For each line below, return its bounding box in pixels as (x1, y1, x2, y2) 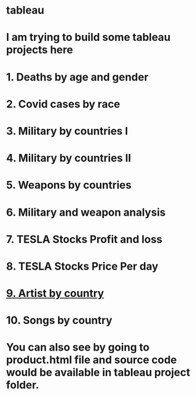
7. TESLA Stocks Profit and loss (6, 232, 163, 246)
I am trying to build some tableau (6, 31, 171, 44)
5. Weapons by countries (6, 179, 132, 192)
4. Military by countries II (6, 151, 131, 165)
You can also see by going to (6, 341, 150, 354)
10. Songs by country (6, 314, 113, 327)
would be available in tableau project (6, 366, 191, 379)
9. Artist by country (6, 287, 104, 300)
